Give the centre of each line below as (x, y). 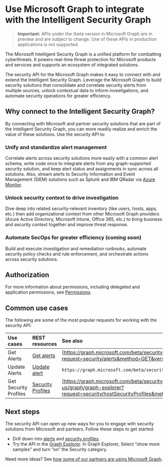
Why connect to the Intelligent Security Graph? (80, 111)
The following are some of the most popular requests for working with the (81, 320)
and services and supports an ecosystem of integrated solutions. (72, 65)
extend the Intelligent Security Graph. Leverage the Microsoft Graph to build (83, 80)
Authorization (27, 275)
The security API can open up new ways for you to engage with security (79, 424)
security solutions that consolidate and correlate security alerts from (76, 85)
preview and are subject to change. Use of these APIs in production (87, 39)
